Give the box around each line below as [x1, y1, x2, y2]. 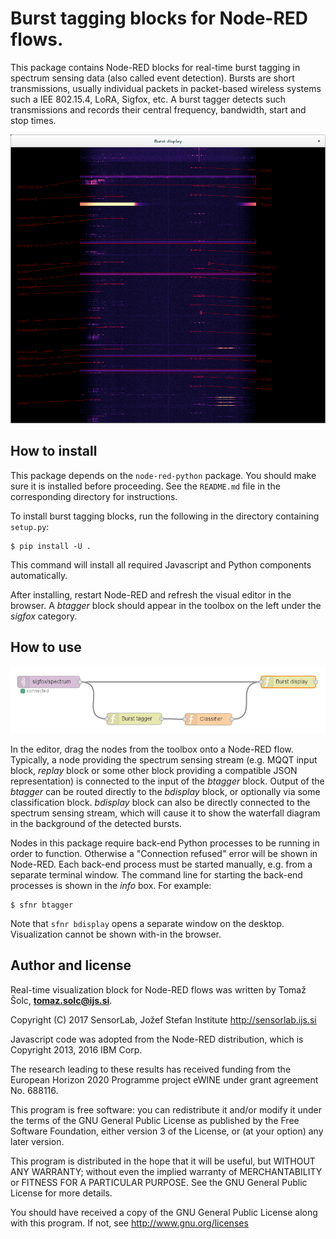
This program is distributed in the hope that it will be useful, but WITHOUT [10, 1155, 316, 1167]
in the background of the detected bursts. [10, 818, 182, 830]
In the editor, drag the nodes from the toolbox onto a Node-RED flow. [10, 743, 294, 756]
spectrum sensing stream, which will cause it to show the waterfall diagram [10, 807, 321, 819]
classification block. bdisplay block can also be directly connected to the [10, 797, 311, 809]
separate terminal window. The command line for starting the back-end [10, 869, 303, 881]
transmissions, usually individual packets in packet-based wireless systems [10, 82, 322, 94]
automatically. [10, 569, 68, 581]
